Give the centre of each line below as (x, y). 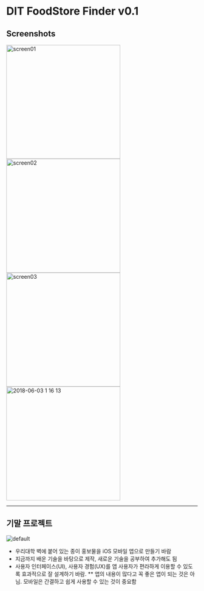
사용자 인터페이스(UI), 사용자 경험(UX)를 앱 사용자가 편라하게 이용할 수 (98, 566)
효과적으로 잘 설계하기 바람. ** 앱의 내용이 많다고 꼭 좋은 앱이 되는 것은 (105, 574)
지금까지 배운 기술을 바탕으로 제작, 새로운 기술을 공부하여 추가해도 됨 (96, 559)
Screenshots (31, 34)
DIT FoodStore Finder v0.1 (73, 11)
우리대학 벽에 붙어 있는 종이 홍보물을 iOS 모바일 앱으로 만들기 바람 (93, 551)
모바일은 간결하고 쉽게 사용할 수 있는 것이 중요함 (80, 581)
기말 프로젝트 (29, 524)
